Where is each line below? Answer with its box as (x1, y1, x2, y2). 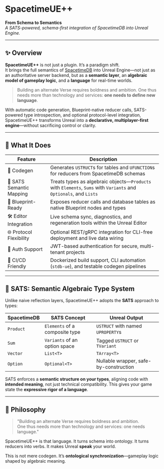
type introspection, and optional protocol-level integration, (23, 112, 142, 118)
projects (65, 249, 85, 256)
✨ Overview (5, 49, 42, 57)
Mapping (7, 190, 28, 197)
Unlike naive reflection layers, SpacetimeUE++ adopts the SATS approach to (5, 298, 159, 304)
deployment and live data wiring (50, 234, 123, 241)
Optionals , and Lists (50, 190, 98, 197)
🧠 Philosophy (5, 405, 46, 414)
